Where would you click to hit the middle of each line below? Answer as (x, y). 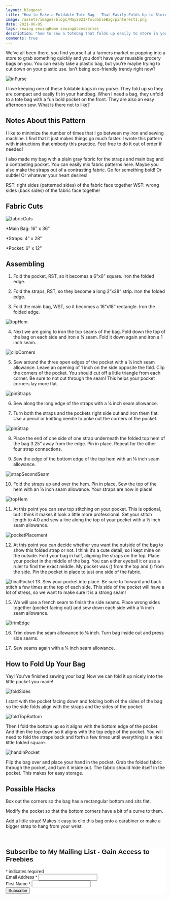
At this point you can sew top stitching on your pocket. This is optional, (87, 509)
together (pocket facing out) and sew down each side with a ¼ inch (83, 608)
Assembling (25, 264)
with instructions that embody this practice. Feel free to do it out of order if (84, 144)
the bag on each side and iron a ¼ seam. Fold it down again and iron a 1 (88, 337)
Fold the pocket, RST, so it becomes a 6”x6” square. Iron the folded (83, 276)
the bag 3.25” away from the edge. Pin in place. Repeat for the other (84, 444)
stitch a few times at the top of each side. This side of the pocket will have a (85, 587)
